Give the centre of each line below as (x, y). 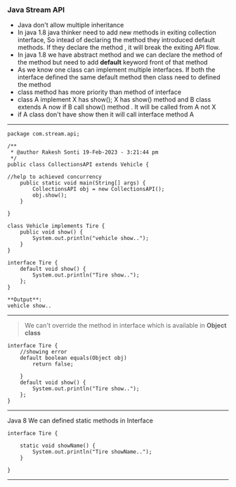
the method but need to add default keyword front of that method (113, 62)
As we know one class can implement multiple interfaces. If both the (116, 70)
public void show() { (51, 232)
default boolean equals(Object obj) (74, 358)
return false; (53, 364)
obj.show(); (50, 195)
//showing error (44, 352)
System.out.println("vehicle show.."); (91, 239)
